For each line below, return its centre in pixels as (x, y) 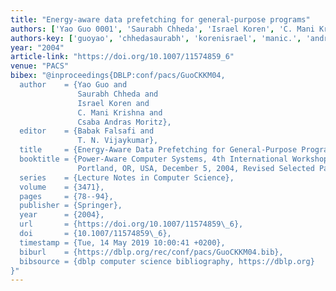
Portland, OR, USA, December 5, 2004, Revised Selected (196, 168)
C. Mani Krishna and (120, 112)
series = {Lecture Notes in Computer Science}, (127, 177)
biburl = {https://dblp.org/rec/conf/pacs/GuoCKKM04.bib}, (151, 252)
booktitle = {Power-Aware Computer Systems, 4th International (153, 159)
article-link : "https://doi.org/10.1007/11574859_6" (122, 57)
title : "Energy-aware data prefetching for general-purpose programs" (160, 19)
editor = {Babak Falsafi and (87, 131)
